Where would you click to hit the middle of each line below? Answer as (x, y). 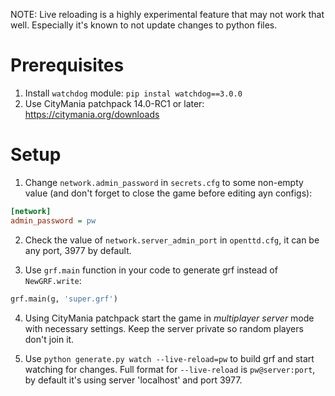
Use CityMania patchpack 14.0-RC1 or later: (114, 103)
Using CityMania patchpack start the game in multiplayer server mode (169, 318)
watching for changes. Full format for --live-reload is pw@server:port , (170, 369)
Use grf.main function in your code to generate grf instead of (151, 270)
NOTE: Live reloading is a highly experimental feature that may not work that (167, 14)
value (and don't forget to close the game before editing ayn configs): (168, 193)
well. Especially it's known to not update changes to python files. (144, 25)
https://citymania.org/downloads (92, 114)
